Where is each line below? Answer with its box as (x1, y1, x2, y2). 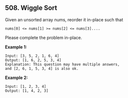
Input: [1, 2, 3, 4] (5, 84, 47, 89)
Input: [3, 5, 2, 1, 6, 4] (5, 53, 59, 58)
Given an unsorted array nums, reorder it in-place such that (5, 16, 123, 22)
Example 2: (5, 75, 28, 81)
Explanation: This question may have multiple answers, (5, 62, 120, 67)
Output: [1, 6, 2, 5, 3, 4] (5, 58, 62, 63)
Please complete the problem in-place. (5, 34, 82, 40)
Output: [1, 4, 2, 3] (5, 88, 49, 93)
